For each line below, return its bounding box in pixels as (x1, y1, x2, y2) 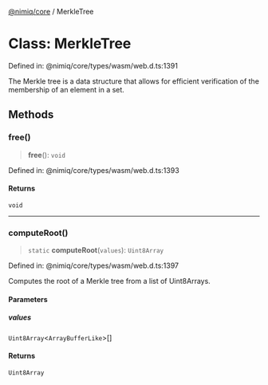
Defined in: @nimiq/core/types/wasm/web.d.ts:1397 (8, 261, 179, 270)
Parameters (8, 294, 48, 304)
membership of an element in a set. (8, 84, 125, 94)
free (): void (27, 150, 66, 159)
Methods (8, 108, 54, 122)
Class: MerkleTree (8, 35, 132, 53)
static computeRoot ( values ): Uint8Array (27, 246, 164, 255)
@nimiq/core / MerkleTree (8, 7, 94, 16)
